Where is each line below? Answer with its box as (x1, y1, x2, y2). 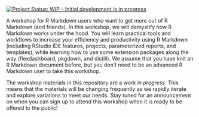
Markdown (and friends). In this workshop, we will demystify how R (6, 24, 172, 30)
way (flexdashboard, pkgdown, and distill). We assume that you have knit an (6, 55, 194, 62)
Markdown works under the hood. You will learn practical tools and (6, 30, 172, 37)
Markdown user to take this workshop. (6, 68, 101, 74)
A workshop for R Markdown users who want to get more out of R (6, 17, 169, 24)
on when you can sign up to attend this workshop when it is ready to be (6, 98, 182, 105)
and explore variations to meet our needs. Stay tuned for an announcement (6, 92, 191, 99)
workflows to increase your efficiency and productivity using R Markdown (6, 36, 188, 43)
